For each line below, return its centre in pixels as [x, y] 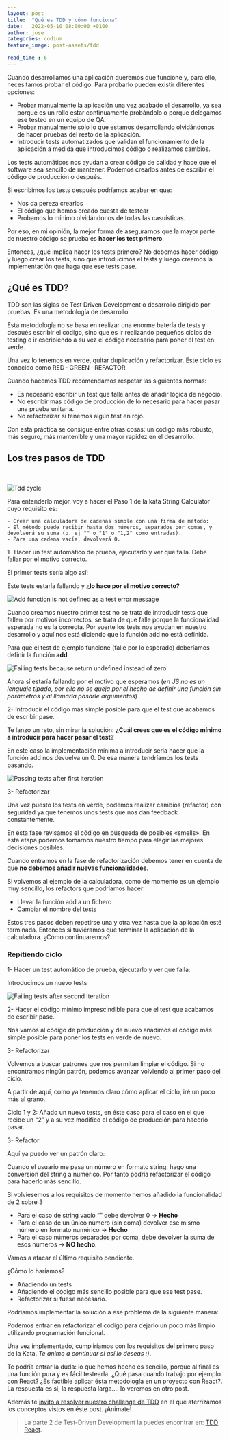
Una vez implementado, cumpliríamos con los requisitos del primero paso [110, 1346]
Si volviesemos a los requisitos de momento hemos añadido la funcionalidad [114, 1194]
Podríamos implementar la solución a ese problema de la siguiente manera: [113, 1312]
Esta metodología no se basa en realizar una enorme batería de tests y [107, 325]
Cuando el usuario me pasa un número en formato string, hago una [102, 1166]
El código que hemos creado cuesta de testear [83, 211]
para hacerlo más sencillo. [44, 1181]
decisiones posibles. [36, 847]
